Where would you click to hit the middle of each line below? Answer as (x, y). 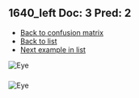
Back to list (38, 41)
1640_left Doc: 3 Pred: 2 (70, 13)
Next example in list (53, 49)
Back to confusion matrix (61, 32)
